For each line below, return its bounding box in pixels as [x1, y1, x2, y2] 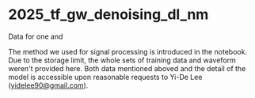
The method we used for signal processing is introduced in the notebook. [8, 47, 248, 56]
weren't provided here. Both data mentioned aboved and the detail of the [8, 63, 246, 73]
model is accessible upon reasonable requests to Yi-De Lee [8, 72, 203, 81]
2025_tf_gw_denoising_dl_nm [8, 6, 209, 24]
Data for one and [8, 32, 63, 41]
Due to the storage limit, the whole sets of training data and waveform [8, 55, 236, 65]
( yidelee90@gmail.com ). [8, 81, 89, 90]
